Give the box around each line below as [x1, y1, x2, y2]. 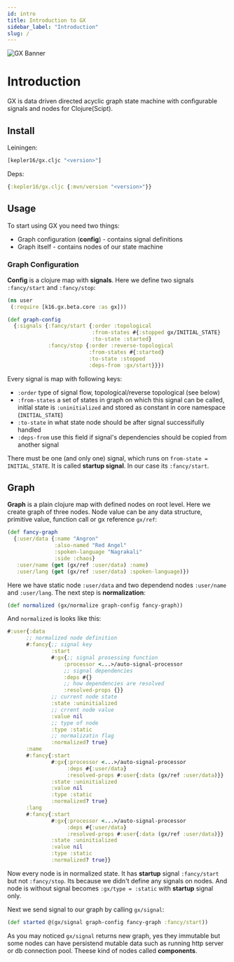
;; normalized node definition [25, 635, 118, 642]
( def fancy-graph [7, 529, 58, 536]
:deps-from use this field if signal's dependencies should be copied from [17, 433, 227, 441]
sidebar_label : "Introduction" [7, 23, 99, 30]
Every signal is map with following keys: [7, 374, 123, 383]
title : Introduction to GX [7, 17, 86, 24]
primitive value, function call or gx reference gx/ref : [7, 515, 158, 524]
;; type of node [51, 719, 99, 727]
